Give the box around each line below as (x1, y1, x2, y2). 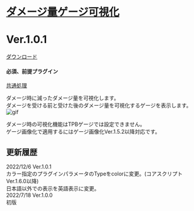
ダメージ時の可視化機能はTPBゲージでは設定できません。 (6, 121, 145, 128)
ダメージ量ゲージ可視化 (6, 5, 120, 19)
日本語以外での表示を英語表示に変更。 (6, 185, 99, 192)
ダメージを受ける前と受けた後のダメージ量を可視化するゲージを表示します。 (6, 102, 192, 109)
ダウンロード (6, 53, 37, 60)
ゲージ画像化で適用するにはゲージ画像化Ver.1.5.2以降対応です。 (6, 128, 161, 135)
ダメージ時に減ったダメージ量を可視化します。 (6, 95, 119, 102)
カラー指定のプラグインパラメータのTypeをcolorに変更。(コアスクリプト (6, 170, 183, 177)
